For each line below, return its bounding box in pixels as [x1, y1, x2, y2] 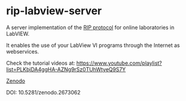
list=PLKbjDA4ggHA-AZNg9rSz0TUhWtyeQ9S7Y [6, 65, 126, 72]
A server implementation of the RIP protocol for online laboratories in [6, 24, 175, 31]
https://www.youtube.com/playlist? [76, 59, 162, 67]
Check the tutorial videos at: [6, 59, 75, 67]
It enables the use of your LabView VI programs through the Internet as [6, 42, 180, 49]
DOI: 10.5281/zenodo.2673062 [6, 89, 81, 96]
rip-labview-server [6, 4, 102, 18]
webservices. [6, 48, 39, 55]
